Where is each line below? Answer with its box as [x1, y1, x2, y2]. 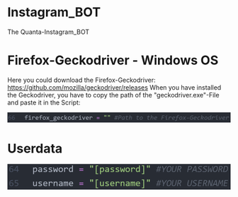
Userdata [7, 141, 63, 156]
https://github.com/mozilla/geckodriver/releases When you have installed [7, 83, 222, 92]
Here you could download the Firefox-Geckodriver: [7, 76, 156, 84]
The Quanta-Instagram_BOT [7, 28, 90, 36]
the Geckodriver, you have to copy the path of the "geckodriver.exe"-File [7, 90, 220, 99]
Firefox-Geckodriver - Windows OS [7, 52, 219, 68]
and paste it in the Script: [7, 98, 81, 107]
